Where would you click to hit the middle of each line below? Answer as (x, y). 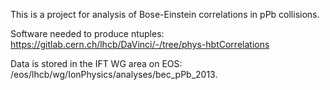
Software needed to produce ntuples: (87, 33)
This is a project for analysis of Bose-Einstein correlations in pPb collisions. (165, 14)
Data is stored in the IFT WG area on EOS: (96, 63)
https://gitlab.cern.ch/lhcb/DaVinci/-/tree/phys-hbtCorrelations (140, 44)
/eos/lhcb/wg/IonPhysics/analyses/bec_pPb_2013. (114, 74)
